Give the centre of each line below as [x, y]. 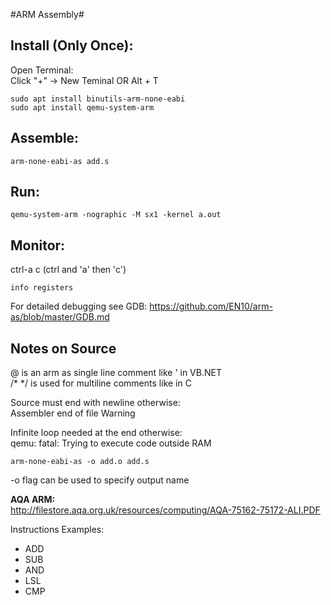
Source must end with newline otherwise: [95, 403]
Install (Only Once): [72, 45]
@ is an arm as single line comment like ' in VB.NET [116, 373]
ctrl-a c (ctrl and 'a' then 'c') [68, 270]
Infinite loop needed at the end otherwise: [96, 433]
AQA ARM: [33, 500]
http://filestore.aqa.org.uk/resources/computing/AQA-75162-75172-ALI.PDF [165, 510]
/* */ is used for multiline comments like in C [101, 383]
